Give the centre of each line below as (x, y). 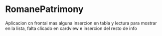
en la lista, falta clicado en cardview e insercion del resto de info (71, 28)
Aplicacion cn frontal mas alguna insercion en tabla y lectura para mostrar (81, 23)
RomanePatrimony (44, 9)
